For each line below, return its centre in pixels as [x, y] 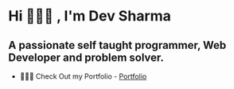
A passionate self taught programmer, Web [117, 45]
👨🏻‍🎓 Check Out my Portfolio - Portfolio [83, 76]
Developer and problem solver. [86, 57]
